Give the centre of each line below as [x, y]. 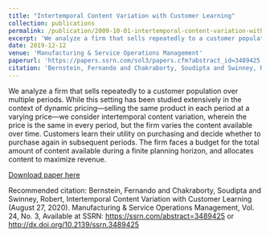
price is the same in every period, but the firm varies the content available [131, 125]
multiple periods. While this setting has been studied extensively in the [125, 99]
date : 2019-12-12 [37, 46]
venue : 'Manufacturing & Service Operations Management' [106, 53]
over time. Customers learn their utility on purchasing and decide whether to [135, 133]
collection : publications [51, 23]
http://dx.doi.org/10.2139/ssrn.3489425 [74, 224]
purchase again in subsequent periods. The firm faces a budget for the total [134, 142]
